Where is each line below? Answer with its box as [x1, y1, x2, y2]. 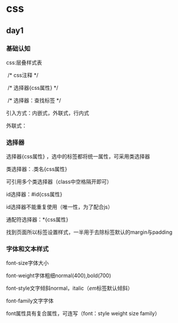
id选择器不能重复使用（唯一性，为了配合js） [6, 204, 114, 211]
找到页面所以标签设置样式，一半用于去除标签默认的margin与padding [6, 229, 173, 236]
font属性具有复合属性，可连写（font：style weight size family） [6, 310, 161, 317]
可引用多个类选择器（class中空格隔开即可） [6, 178, 112, 185]
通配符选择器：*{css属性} [6, 216, 69, 223]
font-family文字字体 [6, 297, 54, 305]
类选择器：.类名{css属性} [6, 166, 67, 173]
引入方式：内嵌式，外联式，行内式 [6, 109, 89, 116]
